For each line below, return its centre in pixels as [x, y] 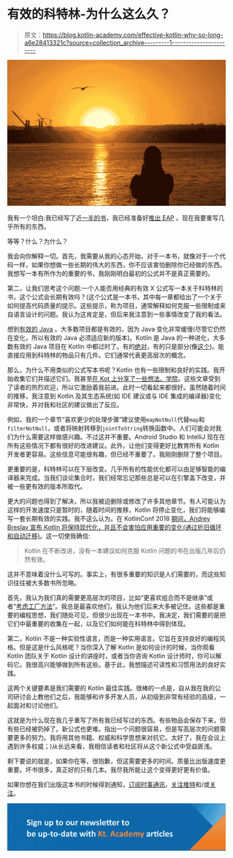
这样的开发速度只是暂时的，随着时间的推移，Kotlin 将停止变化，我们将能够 [113, 510]
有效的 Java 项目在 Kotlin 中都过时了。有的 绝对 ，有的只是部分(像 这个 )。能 [119, 347]
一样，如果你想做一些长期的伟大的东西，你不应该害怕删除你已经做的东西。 [119, 265]
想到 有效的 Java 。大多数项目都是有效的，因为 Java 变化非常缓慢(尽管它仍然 [116, 329]
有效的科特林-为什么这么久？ [89, 14]
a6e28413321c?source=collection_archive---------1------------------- [124, 42]
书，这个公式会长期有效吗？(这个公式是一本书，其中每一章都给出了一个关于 [115, 297]
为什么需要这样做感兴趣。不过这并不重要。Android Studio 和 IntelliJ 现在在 [119, 437]
